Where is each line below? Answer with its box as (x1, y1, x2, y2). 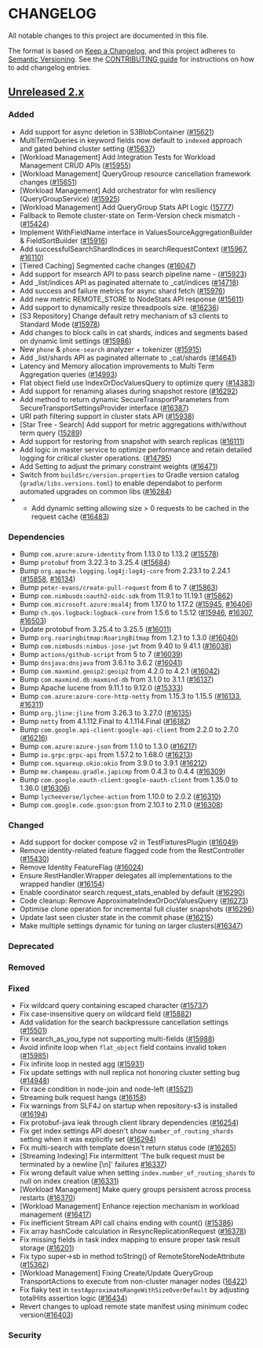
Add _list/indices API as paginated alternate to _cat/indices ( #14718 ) (19, 277, 239, 287)
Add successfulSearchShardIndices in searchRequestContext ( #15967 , (19, 244, 249, 253)
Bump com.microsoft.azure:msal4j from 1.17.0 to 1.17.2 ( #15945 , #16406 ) (19, 599, 253, 608)
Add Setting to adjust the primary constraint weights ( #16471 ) (19, 461, 218, 471)
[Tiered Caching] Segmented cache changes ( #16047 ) (19, 260, 196, 270)
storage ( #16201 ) (19, 1243, 75, 1253)
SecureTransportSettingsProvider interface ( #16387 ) (19, 403, 190, 412)
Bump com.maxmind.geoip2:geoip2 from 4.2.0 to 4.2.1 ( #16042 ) (19, 666, 221, 675)
